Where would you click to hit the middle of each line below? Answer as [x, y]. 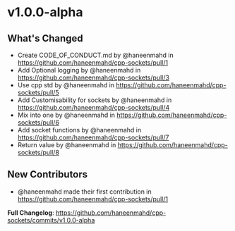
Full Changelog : [31, 213]
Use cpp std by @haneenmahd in [66, 85]
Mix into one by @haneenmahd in [66, 115]
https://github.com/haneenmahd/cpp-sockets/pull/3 [93, 77]
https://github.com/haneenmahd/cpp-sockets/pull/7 [93, 137]
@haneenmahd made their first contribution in [84, 192]
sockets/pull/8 [38, 152]
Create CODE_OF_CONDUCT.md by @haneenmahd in [96, 55]
